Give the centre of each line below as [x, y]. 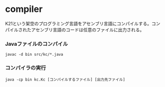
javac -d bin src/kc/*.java [34, 55]
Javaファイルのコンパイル [37, 44]
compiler [24, 9]
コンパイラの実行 [26, 68]
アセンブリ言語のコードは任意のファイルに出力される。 [88, 30]
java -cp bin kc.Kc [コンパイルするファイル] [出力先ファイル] [65, 80]
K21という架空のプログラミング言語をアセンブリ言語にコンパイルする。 [78, 23]
